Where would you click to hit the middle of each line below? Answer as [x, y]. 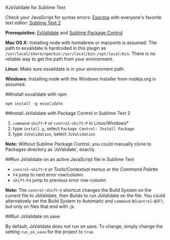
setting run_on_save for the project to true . [50, 232]
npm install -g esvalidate [34, 104]
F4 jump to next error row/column [48, 175]
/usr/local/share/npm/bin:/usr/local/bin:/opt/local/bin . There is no [80, 54]
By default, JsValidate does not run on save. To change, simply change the [84, 226]
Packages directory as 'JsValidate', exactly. [50, 149]
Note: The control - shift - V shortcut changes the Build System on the [79, 190]
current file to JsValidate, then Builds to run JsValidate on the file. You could [85, 195]
